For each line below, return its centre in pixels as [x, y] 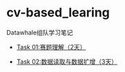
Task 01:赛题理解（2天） [51, 47]
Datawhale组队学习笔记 [40, 32]
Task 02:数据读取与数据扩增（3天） [67, 61]
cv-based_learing [58, 13]
